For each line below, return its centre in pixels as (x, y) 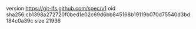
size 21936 (48, 21)
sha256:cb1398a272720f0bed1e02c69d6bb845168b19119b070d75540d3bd (98, 14)
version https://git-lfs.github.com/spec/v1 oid (61, 8)
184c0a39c (20, 21)
